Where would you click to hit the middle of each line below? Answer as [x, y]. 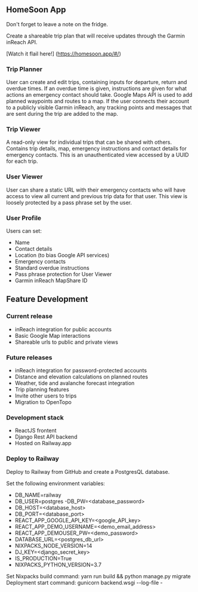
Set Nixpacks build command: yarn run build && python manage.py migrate [98, 576]
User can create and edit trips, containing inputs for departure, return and [97, 82]
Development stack [35, 417]
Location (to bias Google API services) [62, 255]
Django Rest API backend [46, 437]
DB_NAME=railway [38, 495]
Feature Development [47, 299]
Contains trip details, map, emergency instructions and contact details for [96, 149]
